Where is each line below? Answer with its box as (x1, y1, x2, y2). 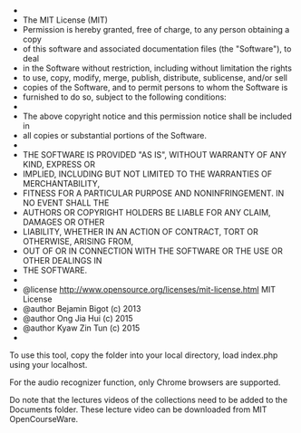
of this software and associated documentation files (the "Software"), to (22, 43, 292, 54)
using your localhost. (9, 360, 88, 370)
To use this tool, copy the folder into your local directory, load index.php (9, 350, 278, 361)
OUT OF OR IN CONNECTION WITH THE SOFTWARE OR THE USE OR (22, 245, 284, 256)
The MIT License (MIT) (22, 14, 109, 25)
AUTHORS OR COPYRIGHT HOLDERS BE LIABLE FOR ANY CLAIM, (22, 207, 271, 217)
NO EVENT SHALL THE (22, 197, 110, 208)
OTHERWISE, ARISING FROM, (22, 236, 134, 246)
